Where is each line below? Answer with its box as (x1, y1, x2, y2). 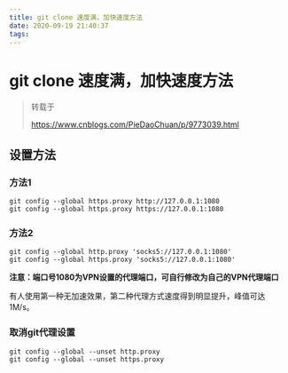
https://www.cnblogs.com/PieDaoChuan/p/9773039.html (30, 119, 239, 130)
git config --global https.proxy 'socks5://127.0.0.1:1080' (9, 255, 237, 265)
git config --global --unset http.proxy (9, 347, 161, 356)
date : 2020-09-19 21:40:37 (9, 21, 109, 30)
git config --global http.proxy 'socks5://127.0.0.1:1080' (9, 248, 232, 257)
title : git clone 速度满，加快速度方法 (9, 12, 144, 22)
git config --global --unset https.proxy (9, 354, 165, 364)
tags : (9, 29, 29, 38)
